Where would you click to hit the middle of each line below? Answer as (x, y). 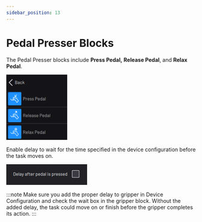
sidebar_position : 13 (33, 13)
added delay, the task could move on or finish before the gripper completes (100, 207)
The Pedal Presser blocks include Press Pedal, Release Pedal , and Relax (97, 59)
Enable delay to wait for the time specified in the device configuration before (101, 149)
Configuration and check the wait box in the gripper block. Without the (93, 200)
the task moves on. (30, 155)
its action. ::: (21, 214)
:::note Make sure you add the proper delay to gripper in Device (85, 194)
